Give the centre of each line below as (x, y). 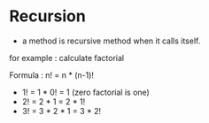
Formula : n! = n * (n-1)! (52, 75)
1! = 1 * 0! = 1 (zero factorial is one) (86, 92)
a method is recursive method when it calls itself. (111, 41)
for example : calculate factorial (67, 58)
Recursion (47, 16)
